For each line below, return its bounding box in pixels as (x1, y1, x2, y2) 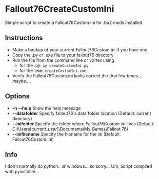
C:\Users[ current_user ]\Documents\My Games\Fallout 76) (12, 126, 128, 132)
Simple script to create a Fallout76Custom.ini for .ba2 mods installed (5, 20, 142, 25)
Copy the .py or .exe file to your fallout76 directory (12, 52, 114, 58)
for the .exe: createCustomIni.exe (19, 67, 87, 73)
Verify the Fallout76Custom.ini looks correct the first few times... (12, 72, 142, 79)
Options (5, 92, 30, 101)
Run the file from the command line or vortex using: (12, 57, 116, 63)
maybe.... (12, 78, 31, 84)
